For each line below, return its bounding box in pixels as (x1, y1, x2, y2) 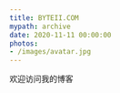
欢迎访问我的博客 (9, 74, 74, 85)
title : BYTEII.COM (9, 13, 79, 23)
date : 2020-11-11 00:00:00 (9, 30, 112, 39)
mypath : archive (9, 22, 71, 31)
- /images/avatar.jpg (9, 47, 92, 57)
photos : (9, 38, 39, 48)
